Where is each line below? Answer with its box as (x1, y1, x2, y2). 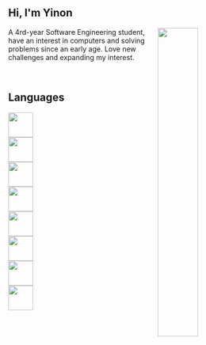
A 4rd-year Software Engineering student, (8, 27, 145, 36)
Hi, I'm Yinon (8, 6, 73, 20)
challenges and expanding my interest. (8, 52, 135, 62)
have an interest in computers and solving (8, 36, 145, 45)
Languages (8, 91, 65, 104)
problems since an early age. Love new (8, 44, 136, 54)
